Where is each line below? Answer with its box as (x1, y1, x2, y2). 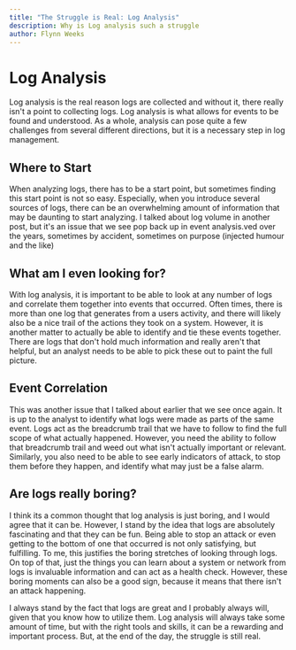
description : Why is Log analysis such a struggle (9, 21, 200, 30)
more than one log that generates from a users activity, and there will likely (9, 307, 281, 319)
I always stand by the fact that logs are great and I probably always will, (9, 602, 269, 613)
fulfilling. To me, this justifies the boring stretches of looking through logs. (9, 547, 278, 558)
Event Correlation (9, 381, 109, 396)
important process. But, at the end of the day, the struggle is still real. (9, 631, 262, 641)
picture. (9, 355, 38, 366)
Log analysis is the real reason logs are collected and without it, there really (9, 97, 285, 107)
